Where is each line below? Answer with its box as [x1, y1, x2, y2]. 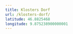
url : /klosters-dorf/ [5, 12, 50, 17]
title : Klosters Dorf [5, 7, 50, 12]
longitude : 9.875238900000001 [5, 21, 68, 26]
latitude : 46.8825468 [5, 16, 50, 21]
